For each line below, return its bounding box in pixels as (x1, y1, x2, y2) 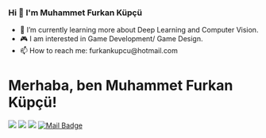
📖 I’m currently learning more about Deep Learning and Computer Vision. (19, 25, 259, 35)
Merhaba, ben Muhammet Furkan (8, 77, 233, 94)
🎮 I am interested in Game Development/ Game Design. (19, 34, 203, 44)
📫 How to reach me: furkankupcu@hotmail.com (19, 46, 179, 56)
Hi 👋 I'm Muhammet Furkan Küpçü (8, 7, 143, 18)
